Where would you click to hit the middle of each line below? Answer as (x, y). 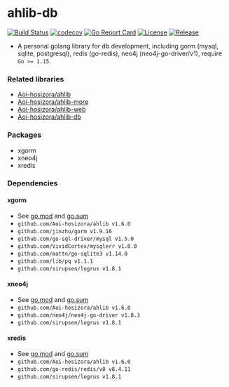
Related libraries (36, 79)
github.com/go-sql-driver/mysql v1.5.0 (76, 239)
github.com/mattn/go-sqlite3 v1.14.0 (72, 254)
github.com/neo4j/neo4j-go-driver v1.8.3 (78, 315)
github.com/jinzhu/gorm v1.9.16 (64, 231)
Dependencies (33, 183)
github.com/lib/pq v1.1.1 (55, 261)
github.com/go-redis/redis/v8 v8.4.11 (74, 369)
